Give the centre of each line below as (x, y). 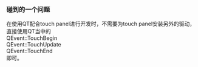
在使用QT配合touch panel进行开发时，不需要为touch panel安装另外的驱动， (101, 24)
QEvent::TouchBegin (32, 38)
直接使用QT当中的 (29, 31)
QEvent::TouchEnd (29, 51)
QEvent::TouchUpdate (34, 45)
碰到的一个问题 (28, 9)
